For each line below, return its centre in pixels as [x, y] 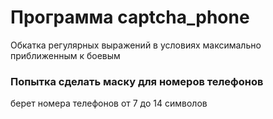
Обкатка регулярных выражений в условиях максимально [136, 45]
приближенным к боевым [65, 55]
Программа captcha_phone [130, 17]
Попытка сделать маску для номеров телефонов [137, 81]
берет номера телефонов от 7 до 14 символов [109, 103]
